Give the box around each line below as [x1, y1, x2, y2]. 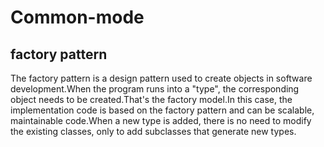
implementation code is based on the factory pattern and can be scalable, [10, 104, 315, 116]
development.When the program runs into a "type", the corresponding [10, 83, 300, 95]
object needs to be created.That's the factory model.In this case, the [10, 94, 293, 105]
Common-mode [10, 6, 145, 29]
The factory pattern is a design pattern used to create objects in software [10, 72, 313, 84]
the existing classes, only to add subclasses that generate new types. [10, 126, 297, 137]
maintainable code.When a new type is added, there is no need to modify [10, 115, 312, 126]
